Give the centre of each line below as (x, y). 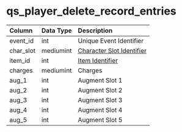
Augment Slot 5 (100, 120)
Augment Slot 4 (100, 109)
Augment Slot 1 (100, 80)
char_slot (23, 50)
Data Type (57, 30)
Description (95, 30)
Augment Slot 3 (100, 100)
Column (21, 30)
